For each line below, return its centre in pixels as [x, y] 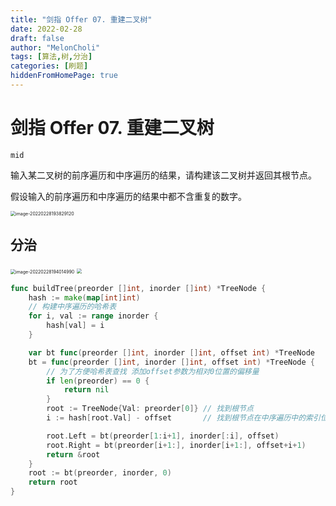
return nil [86, 390]
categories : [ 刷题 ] [49, 66]
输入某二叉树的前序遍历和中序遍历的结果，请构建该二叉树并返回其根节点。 [163, 175]
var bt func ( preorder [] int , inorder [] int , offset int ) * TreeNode [171, 352]
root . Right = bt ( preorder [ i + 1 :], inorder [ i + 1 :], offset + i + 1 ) [176, 445]
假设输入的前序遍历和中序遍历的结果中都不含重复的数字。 [128, 196]
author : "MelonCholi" [55, 47]
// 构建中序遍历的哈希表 [72, 307]
